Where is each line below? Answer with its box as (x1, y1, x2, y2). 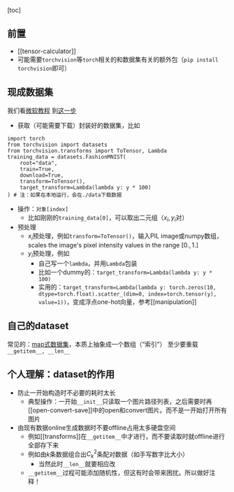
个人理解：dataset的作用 (7, 368, 115, 380)
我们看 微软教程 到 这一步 (7, 106, 77, 115)
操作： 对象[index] (17, 204, 68, 212)
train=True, (20, 166, 54, 173)
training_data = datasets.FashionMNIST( (7, 153, 127, 160)
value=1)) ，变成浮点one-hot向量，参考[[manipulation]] (38, 298, 197, 306)
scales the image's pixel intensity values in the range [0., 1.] (27, 241, 199, 249)
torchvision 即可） (17, 64, 71, 72)
